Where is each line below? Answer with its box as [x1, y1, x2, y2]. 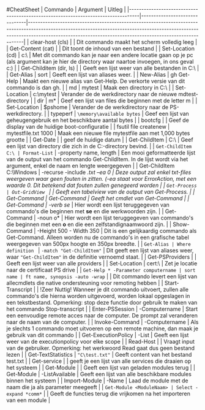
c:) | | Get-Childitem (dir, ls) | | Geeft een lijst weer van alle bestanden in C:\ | [6, 64, 199, 72]
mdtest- [178, 91, 199, 97]
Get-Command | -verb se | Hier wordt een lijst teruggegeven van [6, 201, 170, 208]
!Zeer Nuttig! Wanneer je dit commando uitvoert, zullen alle [40, 286, 189, 293]
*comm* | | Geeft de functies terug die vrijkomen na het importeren [25, 390, 191, 397]
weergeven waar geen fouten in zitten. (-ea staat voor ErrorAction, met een [6, 175, 197, 182]
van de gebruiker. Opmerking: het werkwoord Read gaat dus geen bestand [6, 344, 195, 352]
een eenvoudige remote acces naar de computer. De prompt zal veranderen [6, 312, 198, 319]
